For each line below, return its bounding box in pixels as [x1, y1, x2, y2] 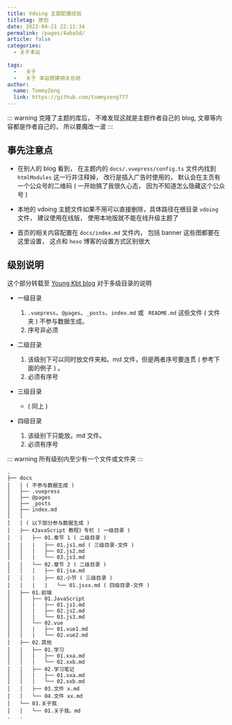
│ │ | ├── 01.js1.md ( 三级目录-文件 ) [7, 541, 135, 548]
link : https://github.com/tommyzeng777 [13, 94, 129, 101]
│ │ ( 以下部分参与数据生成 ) [7, 519, 90, 526]
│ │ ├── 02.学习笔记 [7, 665, 75, 672]
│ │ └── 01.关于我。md [7, 707, 81, 714]
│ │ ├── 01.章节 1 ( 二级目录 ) [7, 534, 107, 541]
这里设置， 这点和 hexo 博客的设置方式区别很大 [17, 237, 151, 245]
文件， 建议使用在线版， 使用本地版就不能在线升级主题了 [17, 213, 179, 222]
